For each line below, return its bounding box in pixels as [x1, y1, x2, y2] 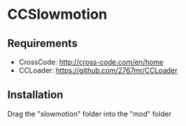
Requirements [7, 37, 78, 50]
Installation [7, 88, 64, 102]
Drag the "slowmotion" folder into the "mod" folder [7, 109, 172, 118]
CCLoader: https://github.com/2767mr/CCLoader [18, 66, 178, 75]
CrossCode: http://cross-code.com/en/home [18, 57, 164, 67]
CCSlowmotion [7, 5, 108, 23]
